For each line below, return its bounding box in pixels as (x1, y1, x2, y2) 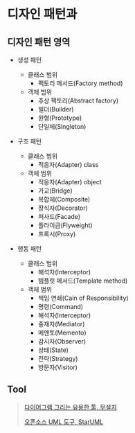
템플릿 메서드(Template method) (37, 276, 128, 285)
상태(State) (37, 346, 69, 354)
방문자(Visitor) (37, 363, 78, 371)
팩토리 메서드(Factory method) (37, 79, 123, 87)
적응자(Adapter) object (37, 178, 102, 186)
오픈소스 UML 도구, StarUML (24, 417, 104, 426)
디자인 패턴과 (7, 6, 78, 22)
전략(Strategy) (37, 355, 78, 362)
